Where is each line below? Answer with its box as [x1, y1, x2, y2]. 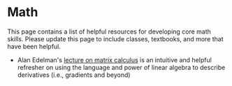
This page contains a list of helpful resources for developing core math [7, 27, 212, 36]
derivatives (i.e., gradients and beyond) [17, 71, 131, 79]
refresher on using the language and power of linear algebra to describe [17, 63, 226, 71]
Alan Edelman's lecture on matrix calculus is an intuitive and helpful [17, 55, 212, 64]
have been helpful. [7, 42, 61, 50]
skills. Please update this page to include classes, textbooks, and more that [7, 34, 224, 43]
